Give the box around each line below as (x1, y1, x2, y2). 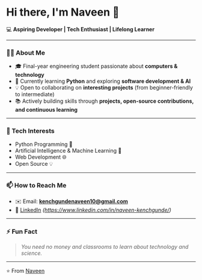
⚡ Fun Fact (6, 227, 38, 236)
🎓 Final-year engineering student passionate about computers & (14, 62, 178, 70)
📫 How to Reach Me (6, 181, 67, 190)
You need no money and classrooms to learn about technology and (20, 243, 189, 251)
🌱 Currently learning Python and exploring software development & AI (14, 78, 191, 85)
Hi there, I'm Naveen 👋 (6, 5, 120, 19)
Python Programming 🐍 (14, 141, 73, 148)
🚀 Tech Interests (6, 127, 55, 135)
